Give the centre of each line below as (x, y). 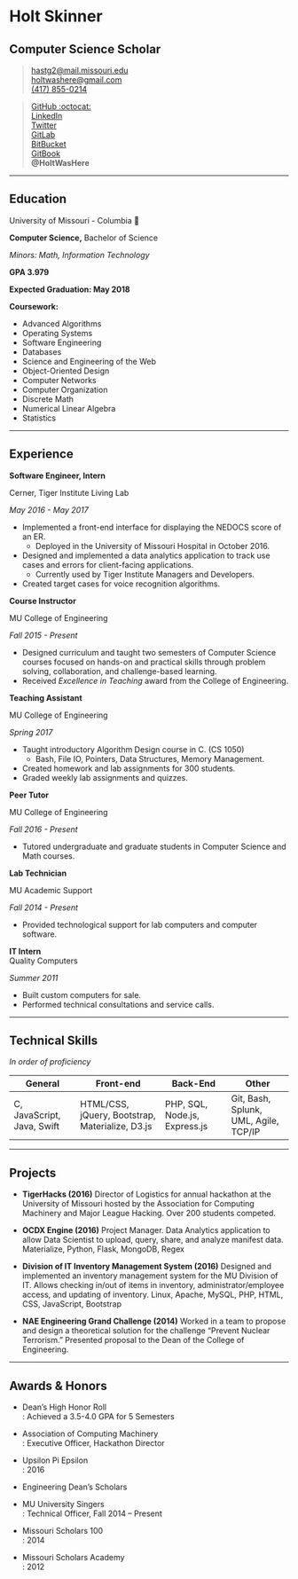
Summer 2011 (34, 978)
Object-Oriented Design (66, 371)
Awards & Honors (59, 1386)
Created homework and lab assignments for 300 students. (129, 768)
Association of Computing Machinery (90, 1434)
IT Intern (25, 951)
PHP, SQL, (187, 1104)
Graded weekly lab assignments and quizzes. (105, 777)
